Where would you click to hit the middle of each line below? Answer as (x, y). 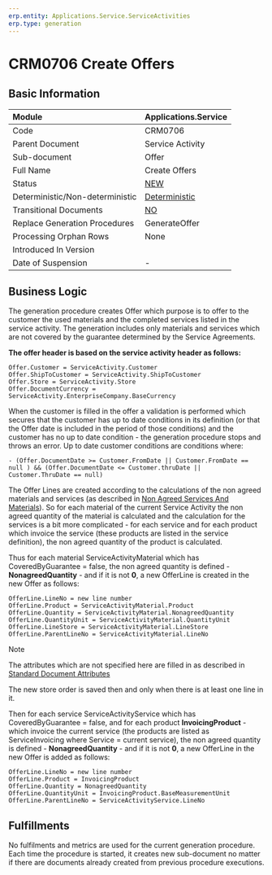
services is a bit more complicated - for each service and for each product (133, 525)
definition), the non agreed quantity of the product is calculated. (116, 542)
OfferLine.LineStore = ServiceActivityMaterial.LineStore (108, 628)
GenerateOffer (173, 223)
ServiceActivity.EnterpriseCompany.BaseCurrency (92, 396)
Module (28, 116)
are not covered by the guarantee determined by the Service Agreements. (132, 337)
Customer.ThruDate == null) (56, 475)
